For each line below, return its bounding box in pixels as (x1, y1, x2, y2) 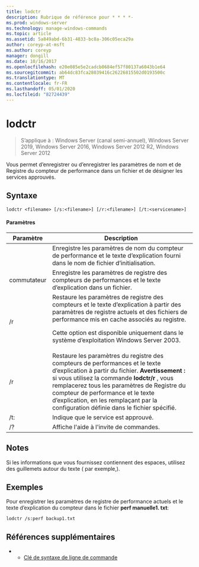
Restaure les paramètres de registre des (52, 293, 164, 301)
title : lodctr (6, 8, 41, 15)
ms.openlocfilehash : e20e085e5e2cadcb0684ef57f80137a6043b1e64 (6, 64, 166, 70)
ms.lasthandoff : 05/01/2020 (6, 86, 76, 92)
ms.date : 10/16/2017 (6, 58, 57, 64)
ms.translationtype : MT (6, 75, 65, 81)
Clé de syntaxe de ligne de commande (23, 554, 118, 561)
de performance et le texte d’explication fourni (52, 251, 181, 259)
